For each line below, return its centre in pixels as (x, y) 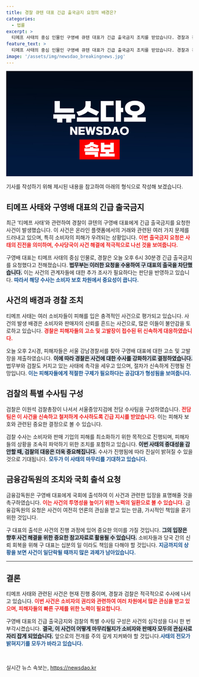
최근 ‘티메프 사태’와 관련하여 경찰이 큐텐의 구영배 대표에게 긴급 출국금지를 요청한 (98, 222)
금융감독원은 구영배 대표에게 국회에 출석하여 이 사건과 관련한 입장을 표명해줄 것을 (99, 495)
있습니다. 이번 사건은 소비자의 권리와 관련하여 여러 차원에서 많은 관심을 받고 (98, 601)
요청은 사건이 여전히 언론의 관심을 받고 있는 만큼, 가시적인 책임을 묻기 (111, 510)
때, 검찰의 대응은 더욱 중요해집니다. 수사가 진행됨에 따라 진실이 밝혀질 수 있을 (105, 452)
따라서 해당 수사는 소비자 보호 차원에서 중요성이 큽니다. (76, 280)
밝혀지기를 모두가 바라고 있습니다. (45, 644)
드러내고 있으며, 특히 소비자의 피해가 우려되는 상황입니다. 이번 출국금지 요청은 (95, 237)
